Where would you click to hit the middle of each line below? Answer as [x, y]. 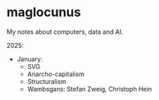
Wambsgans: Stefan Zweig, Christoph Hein [90, 89]
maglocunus [44, 12]
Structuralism [47, 81]
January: [30, 59]
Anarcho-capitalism [56, 74]
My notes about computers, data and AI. [65, 32]
